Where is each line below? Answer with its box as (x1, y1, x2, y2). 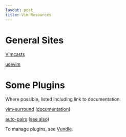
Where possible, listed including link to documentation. (5, 96, 121, 103)
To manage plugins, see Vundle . (5, 126, 73, 132)
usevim (5, 61, 21, 67)
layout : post (5, 7, 33, 13)
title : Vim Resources (5, 12, 52, 17)
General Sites (5, 34, 64, 46)
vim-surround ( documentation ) (5, 106, 71, 112)
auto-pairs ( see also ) (5, 116, 50, 122)
